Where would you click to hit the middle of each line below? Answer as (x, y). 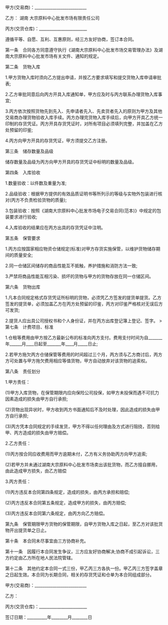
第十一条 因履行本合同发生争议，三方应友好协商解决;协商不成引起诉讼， (80, 551)
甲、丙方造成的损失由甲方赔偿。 (38, 433)
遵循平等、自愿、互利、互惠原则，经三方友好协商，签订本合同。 (71, 39)
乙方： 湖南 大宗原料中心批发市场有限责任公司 (52, 18)
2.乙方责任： (18, 443)
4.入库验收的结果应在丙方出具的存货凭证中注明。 (55, 227)
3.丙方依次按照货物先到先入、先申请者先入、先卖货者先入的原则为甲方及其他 (84, 111)
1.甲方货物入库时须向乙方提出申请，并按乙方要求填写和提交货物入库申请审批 (83, 77)
